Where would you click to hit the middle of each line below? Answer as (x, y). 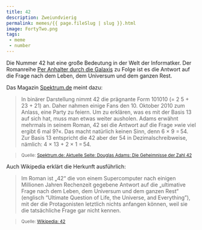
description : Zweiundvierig (42, 18)
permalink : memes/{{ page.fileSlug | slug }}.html (71, 23)
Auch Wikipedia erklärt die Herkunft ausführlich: (66, 166)
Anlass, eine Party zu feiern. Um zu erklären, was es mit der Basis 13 (106, 112)
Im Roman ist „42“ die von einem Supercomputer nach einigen (98, 178)
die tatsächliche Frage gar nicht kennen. (71, 210)
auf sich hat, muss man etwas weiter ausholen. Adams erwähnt (100, 118)
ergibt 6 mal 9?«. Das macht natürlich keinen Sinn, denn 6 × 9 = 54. (105, 131)
